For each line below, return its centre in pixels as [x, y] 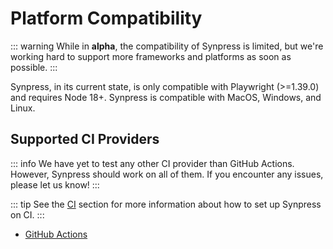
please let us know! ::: [55, 184]
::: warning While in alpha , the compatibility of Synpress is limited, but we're [167, 46]
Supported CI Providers [85, 139]
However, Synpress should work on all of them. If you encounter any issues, [167, 174]
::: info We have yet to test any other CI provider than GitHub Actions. [152, 163]
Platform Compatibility [106, 18]
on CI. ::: [27, 214]
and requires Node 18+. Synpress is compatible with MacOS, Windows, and [166, 97]
